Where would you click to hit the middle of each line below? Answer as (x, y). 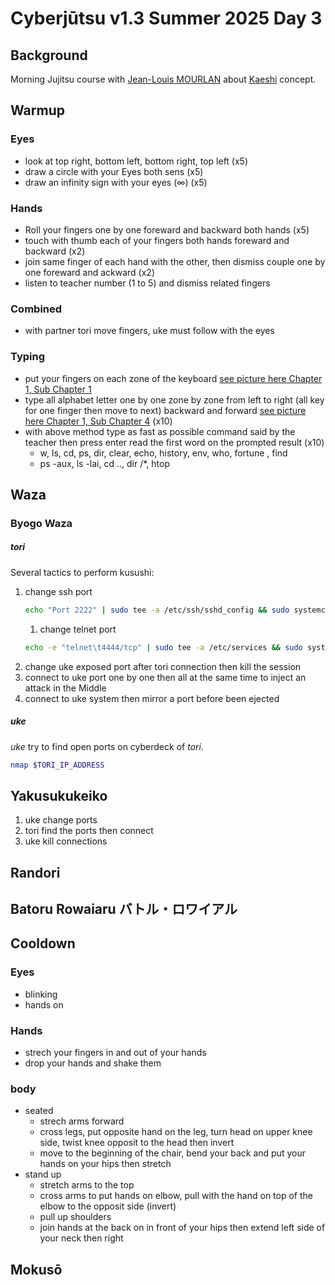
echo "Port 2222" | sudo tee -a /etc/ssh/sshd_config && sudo (157, 610)
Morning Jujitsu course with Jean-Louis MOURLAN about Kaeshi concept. (163, 79)
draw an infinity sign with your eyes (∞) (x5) (116, 182)
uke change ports (61, 820)
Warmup (37, 110)
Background (49, 55)
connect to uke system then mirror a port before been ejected (152, 698)
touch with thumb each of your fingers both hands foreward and (157, 240)
